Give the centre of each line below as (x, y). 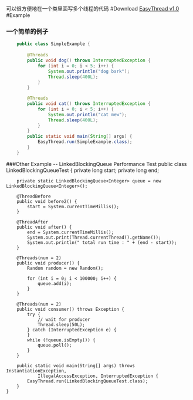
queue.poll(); (55, 345)
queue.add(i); (55, 283)
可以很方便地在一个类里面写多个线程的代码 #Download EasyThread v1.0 (93, 9)
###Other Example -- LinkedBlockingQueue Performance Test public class (97, 164)
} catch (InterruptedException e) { (72, 330)
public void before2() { (47, 201)
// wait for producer (64, 319)
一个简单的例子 (27, 31)
